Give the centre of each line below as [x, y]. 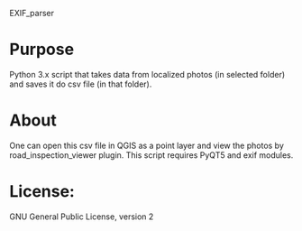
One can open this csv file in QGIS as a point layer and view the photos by [146, 145]
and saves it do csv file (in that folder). [81, 84]
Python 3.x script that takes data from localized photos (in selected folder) [147, 74]
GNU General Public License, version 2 [82, 217]
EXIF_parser [32, 13]
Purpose [42, 50]
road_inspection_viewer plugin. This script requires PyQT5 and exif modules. [151, 155]
